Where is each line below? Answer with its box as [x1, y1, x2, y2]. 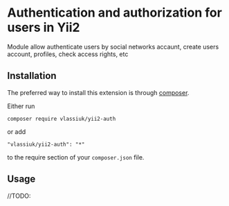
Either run [7, 102, 35, 110]
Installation [7, 70, 57, 82]
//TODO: [7, 191, 31, 200]
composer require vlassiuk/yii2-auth [7, 115, 116, 122]
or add [7, 127, 26, 136]
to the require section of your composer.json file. [7, 153, 145, 161]
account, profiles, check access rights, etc [7, 50, 129, 58]
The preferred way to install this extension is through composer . [7, 88, 190, 96]
